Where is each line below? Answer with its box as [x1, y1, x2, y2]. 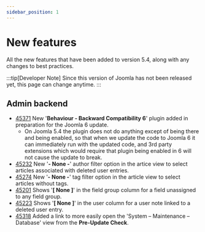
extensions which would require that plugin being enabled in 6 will [24, 147, 192, 155]
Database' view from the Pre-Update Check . [15, 219, 129, 226]
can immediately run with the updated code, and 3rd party [24, 141, 172, 148]
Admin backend [6, 98, 68, 109]
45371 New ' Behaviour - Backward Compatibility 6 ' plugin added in [15, 115, 188, 122]
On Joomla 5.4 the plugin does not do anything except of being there [24, 128, 199, 135]
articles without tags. [15, 180, 69, 187]
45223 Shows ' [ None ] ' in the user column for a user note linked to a [15, 199, 191, 207]
